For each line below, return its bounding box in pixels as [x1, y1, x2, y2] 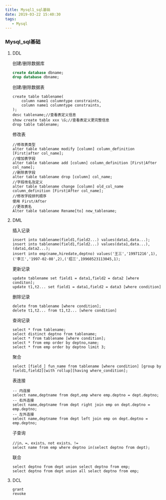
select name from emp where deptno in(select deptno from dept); [12, 445, 150, 450]
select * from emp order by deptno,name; [12, 340, 99, 345]
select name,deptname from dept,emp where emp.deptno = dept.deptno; [12, 393, 160, 398]
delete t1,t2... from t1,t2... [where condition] [12, 308, 117, 313]
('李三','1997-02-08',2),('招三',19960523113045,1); [12, 256, 121, 262]
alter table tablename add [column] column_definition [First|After [12, 161, 157, 166]
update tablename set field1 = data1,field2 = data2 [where [12, 276, 139, 281]
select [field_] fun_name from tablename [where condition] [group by [12, 364, 162, 369]
